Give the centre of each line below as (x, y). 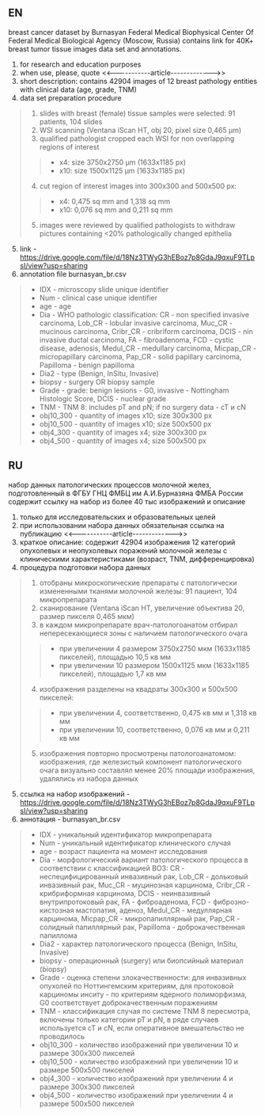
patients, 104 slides (71, 121)
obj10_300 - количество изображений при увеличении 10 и (139, 1045)
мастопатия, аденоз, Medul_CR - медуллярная (154, 910)
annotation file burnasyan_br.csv (73, 274)
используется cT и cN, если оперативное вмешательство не (142, 1027)
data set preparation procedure (71, 97)
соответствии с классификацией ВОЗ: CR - (112, 868)
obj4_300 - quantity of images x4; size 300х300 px (123, 432)
